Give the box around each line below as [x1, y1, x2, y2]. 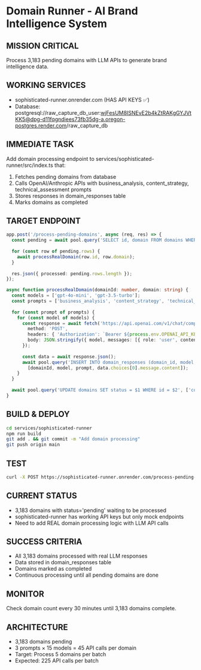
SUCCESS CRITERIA [6, 537, 83, 547]
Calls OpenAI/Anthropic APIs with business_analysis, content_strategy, [14, 179, 190, 187]
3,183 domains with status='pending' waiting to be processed [14, 507, 166, 514]
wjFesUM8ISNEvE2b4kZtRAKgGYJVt [100, 109, 192, 116]
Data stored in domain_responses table [14, 559, 112, 566]
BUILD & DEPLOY [6, 409, 70, 419]
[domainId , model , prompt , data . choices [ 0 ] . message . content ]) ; [28, 365, 188, 371]
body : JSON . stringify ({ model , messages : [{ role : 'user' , [28, 337, 178, 343]
